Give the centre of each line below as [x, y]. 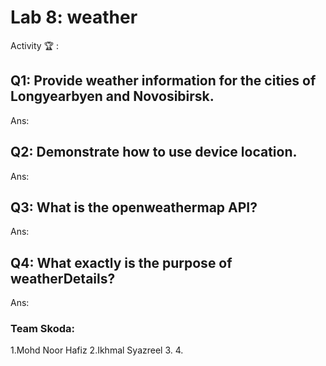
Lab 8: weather [74, 17]
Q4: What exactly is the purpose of [121, 262]
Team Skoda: [42, 329]
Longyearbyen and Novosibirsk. [112, 96]
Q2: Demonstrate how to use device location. [154, 152]
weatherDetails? [63, 278]
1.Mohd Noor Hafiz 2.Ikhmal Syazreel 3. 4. [97, 350]
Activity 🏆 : [34, 45]
